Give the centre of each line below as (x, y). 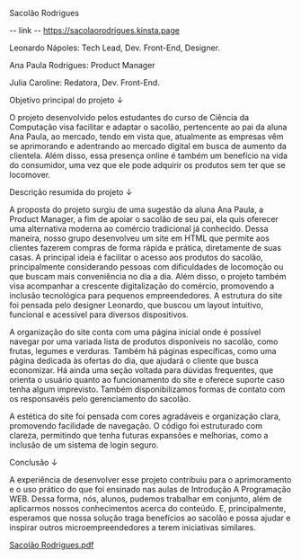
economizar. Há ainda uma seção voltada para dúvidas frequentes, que (142, 370)
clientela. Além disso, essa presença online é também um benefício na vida (149, 155)
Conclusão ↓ (34, 462)
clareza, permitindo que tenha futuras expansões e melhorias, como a (139, 435)
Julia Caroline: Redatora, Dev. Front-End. (84, 83)
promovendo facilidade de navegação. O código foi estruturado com (136, 426)
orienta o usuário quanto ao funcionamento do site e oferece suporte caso (147, 380)
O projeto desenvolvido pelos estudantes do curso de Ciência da (129, 117)
